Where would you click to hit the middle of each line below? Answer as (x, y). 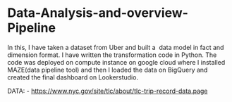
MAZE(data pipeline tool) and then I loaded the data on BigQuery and (108, 70)
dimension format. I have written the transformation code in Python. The (112, 55)
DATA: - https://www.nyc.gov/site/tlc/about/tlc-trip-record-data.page (108, 91)
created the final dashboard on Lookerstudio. (73, 77)
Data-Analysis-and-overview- (98, 13)
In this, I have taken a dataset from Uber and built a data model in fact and (116, 47)
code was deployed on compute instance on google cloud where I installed (116, 62)
